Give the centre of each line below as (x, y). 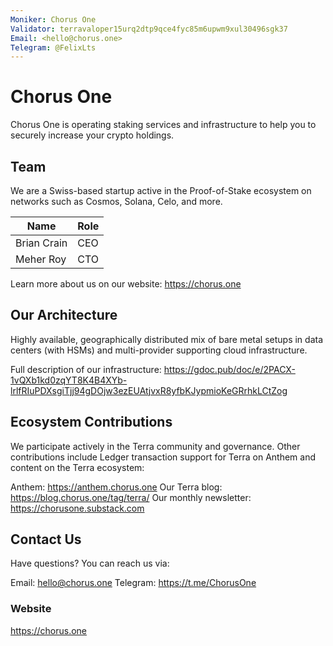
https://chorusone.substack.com (77, 508)
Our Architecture (64, 315)
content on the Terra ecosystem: (77, 467)
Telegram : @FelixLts (53, 47)
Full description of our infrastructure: (86, 369)
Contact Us (46, 539)
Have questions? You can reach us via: (90, 563)
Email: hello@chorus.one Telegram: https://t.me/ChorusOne (133, 583)
